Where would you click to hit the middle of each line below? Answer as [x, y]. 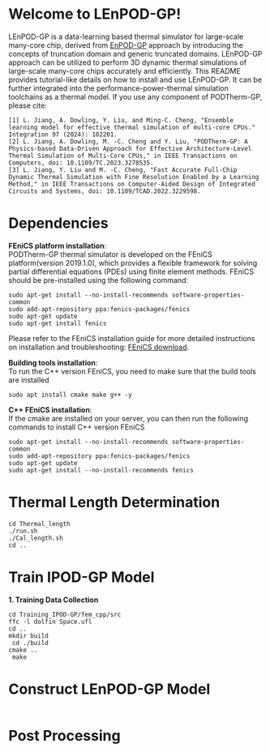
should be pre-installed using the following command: [99, 280]
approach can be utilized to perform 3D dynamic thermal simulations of [128, 62]
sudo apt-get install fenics [58, 323]
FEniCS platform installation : [58, 246]
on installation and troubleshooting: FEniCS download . [99, 347]
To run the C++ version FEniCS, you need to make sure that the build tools [133, 371]
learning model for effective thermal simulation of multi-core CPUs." [132, 127]
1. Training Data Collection [54, 600]
